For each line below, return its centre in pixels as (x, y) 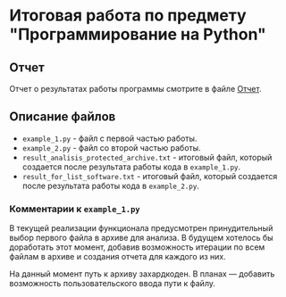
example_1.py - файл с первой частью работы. (109, 138)
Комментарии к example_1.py (75, 209)
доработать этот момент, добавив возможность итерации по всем (137, 247)
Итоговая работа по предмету (128, 16)
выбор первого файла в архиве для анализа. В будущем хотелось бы (142, 238)
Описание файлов (63, 117)
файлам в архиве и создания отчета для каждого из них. (118, 257)
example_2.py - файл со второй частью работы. (111, 147)
